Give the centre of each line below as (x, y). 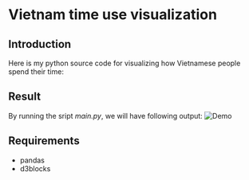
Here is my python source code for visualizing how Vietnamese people (125, 63)
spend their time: (36, 72)
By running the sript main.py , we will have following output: (106, 115)
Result (25, 97)
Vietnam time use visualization (113, 15)
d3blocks (35, 168)
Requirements (44, 141)
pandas (32, 160)
